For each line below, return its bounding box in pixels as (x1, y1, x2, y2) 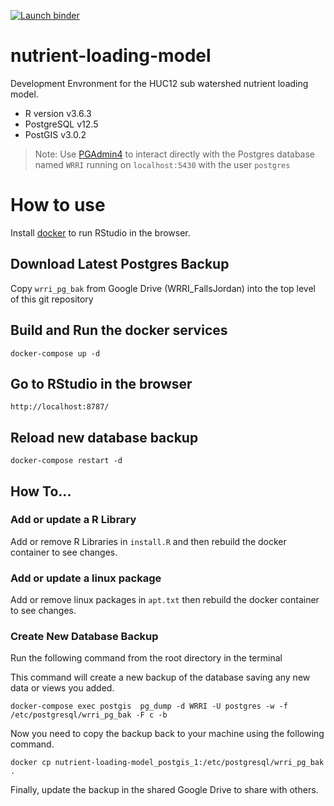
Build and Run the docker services (10, 322, 228, 339)
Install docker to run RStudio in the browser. (10, 226, 191, 239)
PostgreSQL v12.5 (24, 118, 99, 130)
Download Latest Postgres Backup (10, 256, 230, 273)
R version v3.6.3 (24, 107, 92, 119)
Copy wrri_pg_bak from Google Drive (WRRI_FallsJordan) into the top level (10, 282, 316, 294)
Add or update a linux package (10, 571, 162, 585)
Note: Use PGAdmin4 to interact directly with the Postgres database (34, 148, 316, 160)
